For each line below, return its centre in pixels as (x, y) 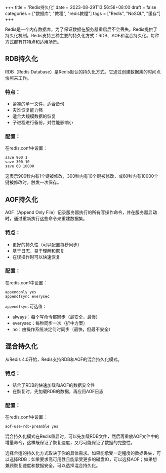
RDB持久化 (21, 59)
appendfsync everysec (27, 296)
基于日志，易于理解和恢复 (38, 251)
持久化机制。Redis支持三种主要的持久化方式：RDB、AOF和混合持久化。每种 (82, 35)
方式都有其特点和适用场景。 (33, 42)
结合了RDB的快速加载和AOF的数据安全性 (54, 385)
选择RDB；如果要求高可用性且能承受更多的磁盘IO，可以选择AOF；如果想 (83, 459)
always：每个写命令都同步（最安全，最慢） (56, 317)
